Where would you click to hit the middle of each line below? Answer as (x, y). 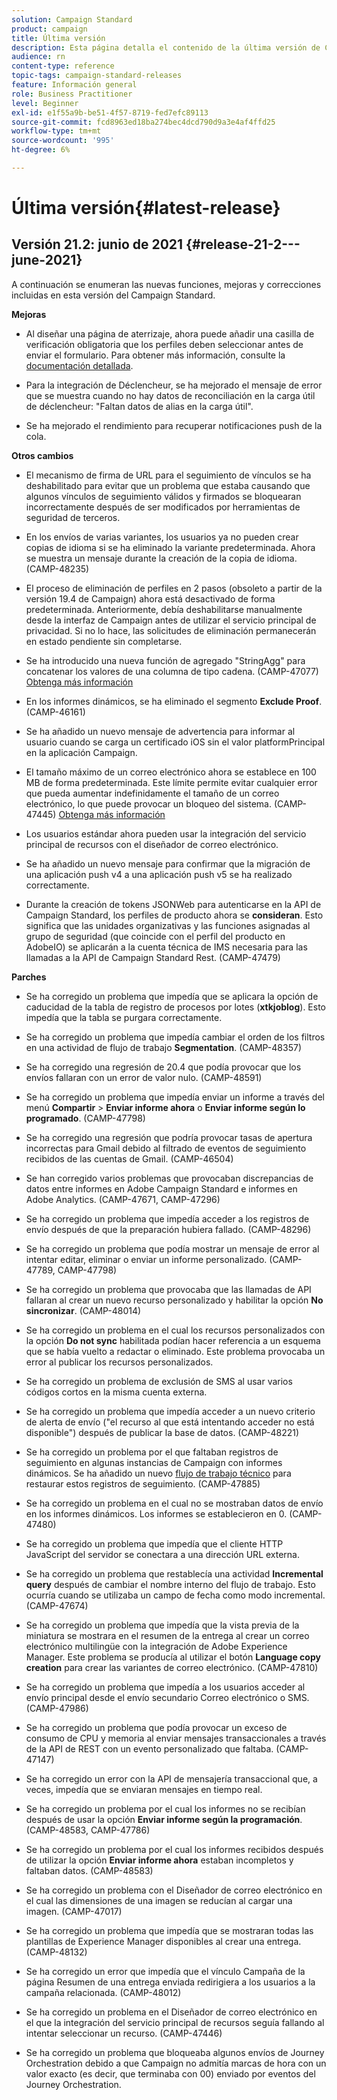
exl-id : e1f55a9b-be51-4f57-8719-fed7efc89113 (110, 112)
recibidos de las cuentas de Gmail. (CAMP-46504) (129, 1158)
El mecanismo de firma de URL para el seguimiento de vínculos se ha (168, 475)
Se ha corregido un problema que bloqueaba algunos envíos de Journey (175, 2052)
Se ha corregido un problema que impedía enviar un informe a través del (175, 1097)
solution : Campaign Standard (72, 19)
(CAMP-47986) (57, 1708)
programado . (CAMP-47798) (85, 1118)
